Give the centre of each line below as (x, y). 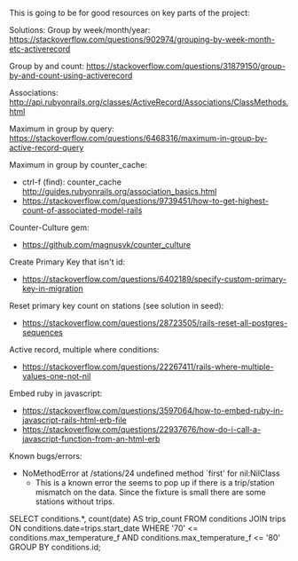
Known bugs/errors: (46, 456)
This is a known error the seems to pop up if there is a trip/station (155, 482)
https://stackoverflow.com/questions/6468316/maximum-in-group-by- (138, 138)
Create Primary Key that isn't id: (67, 262)
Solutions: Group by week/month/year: (80, 30)
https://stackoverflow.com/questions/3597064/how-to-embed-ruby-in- (153, 411)
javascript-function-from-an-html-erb (91, 439)
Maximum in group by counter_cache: (78, 165)
